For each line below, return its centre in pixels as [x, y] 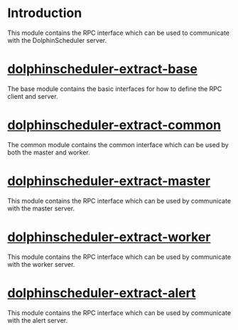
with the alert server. [38, 320]
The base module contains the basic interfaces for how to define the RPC [115, 89]
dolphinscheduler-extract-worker [109, 237]
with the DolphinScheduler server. [57, 40]
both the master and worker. [49, 152]
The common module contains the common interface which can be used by [118, 144]
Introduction [45, 13]
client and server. [33, 96]
